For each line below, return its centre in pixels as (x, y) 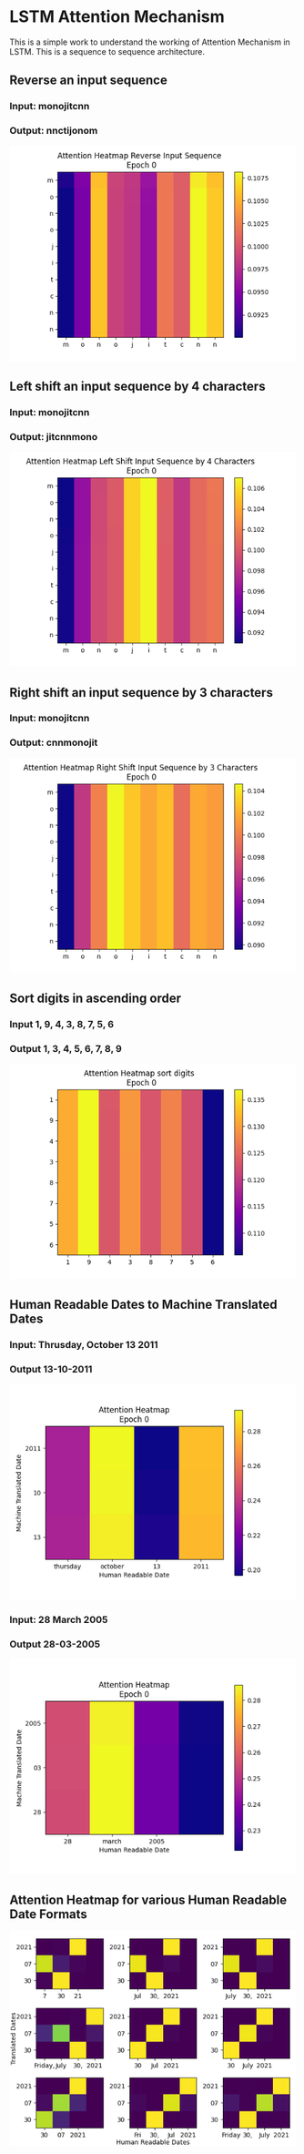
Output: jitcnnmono (54, 436)
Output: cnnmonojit (54, 742)
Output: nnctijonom (54, 131)
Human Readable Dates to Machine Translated (143, 1304)
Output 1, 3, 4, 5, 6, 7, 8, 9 (66, 1049)
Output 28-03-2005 (55, 1644)
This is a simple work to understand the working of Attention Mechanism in (150, 42)
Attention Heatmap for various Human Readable (148, 1899)
